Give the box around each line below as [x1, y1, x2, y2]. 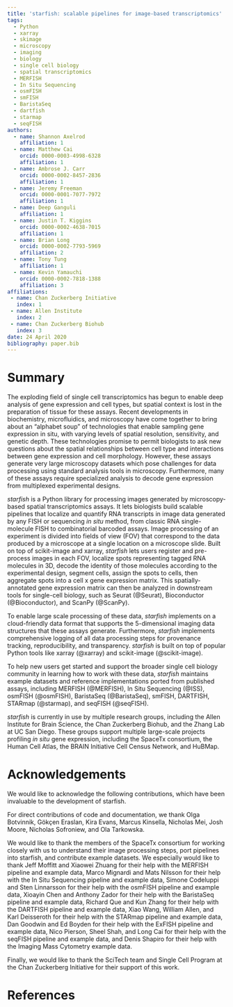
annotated [7, 583, 37, 592]
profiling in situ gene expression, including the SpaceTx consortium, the [7, 735, 213, 743]
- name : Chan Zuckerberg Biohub [10, 321, 104, 328]
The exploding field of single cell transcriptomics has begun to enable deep [7, 393, 224, 401]
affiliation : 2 [19, 250, 64, 257]
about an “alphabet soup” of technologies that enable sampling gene [7, 422, 204, 431]
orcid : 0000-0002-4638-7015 [19, 223, 101, 230]
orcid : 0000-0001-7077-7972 [19, 191, 101, 198]
